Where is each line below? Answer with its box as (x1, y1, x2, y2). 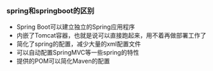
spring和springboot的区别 (6, 5, 95, 15)
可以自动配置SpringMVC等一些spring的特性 (16, 48, 139, 57)
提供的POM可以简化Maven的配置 (16, 57, 111, 66)
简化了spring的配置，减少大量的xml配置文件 (16, 40, 142, 48)
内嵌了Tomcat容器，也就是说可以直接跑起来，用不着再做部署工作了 (16, 31, 207, 40)
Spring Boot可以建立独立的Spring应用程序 (16, 23, 135, 31)
